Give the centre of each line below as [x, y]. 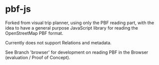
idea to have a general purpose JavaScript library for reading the [72, 28]
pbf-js [18, 9]
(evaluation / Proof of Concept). [38, 57]
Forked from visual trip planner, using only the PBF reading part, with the [80, 23]
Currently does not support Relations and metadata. [58, 42]
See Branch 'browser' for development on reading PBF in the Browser [77, 52]
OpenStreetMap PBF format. [34, 33]
